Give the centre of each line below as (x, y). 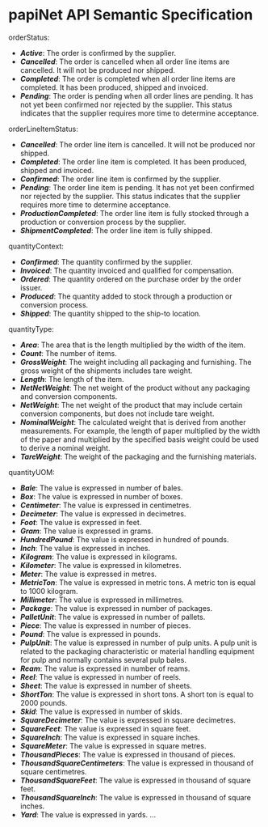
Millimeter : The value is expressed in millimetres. (102, 600)
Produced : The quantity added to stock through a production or (126, 296)
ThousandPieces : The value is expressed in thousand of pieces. (128, 754)
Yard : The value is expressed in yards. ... (88, 814)
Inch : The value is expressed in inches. (85, 548)
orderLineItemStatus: (44, 129)
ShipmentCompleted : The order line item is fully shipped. (116, 230)
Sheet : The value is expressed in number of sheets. (106, 685)
